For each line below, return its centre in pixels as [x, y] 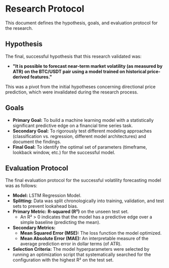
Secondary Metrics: [34, 228]
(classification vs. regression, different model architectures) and [79, 136]
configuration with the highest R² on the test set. [63, 260]
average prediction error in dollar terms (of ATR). [71, 244]
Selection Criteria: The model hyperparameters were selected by [81, 249]
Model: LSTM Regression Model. [47, 196]
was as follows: [21, 186]
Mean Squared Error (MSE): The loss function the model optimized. [91, 233]
